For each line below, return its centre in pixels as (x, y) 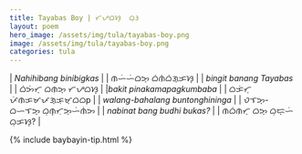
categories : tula (42, 52)
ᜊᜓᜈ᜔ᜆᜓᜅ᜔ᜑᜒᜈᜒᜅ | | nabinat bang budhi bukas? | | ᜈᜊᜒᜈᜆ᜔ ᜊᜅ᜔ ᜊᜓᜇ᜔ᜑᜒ (168, 111)
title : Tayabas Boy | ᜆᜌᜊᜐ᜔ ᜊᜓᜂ (74, 18)
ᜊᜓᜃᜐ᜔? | (25, 122)
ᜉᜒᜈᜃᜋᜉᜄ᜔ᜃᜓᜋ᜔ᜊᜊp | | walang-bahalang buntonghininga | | (125, 100)
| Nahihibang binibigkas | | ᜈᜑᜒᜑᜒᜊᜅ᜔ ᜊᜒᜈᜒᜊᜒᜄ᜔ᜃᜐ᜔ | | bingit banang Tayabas (151, 78)
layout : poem (34, 26)
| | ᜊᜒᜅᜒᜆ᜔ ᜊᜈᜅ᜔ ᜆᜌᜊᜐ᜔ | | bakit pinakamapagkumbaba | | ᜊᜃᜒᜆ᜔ (131, 89)
